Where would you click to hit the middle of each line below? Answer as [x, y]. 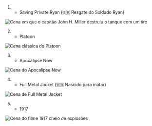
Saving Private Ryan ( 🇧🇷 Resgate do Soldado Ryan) [72, 12]
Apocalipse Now [36, 61]
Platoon [27, 36]
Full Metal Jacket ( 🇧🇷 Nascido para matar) [63, 84]
